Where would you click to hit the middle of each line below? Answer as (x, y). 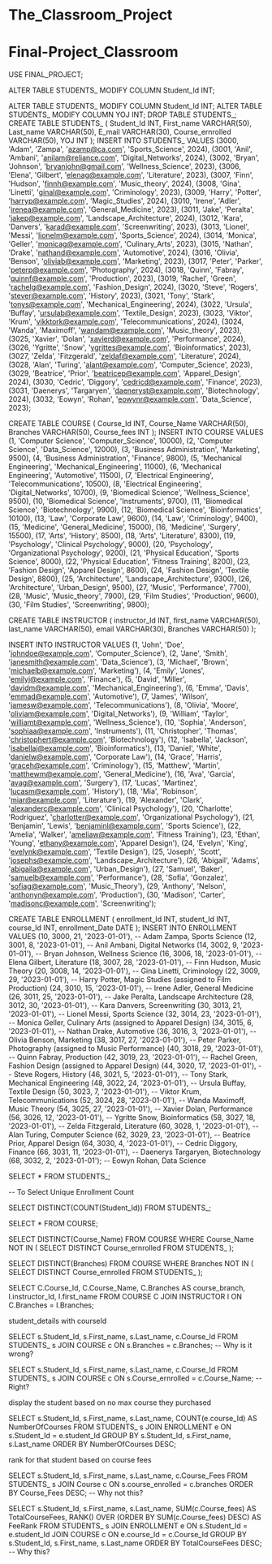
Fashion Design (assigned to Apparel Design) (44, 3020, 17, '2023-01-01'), (133, 1066)
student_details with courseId (58, 1321)
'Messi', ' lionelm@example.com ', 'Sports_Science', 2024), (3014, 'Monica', (133, 235)
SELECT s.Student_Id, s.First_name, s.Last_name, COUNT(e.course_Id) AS (133, 1419)
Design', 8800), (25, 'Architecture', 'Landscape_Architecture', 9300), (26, (130, 579)
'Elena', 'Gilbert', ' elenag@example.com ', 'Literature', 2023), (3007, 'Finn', (131, 175)
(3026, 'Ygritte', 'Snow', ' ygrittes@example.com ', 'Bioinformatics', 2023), (130, 347)
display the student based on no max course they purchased (110, 1402)
